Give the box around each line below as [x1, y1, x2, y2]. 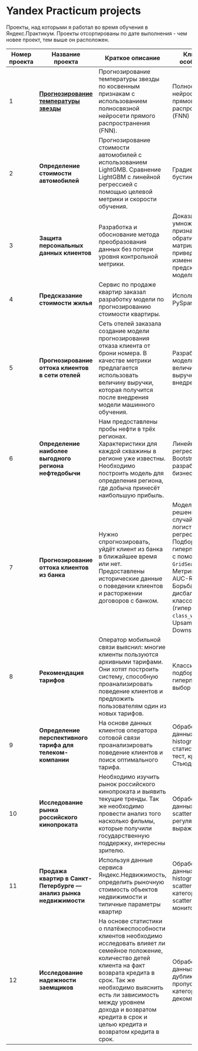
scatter [172, 809, 192, 818]
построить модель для [98, 469, 164, 477]
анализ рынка [39, 889, 81, 897]
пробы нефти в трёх [98, 424, 156, 433]
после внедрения [98, 393, 149, 401]
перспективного [39, 733, 88, 742]
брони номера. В [98, 349, 147, 357]
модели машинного [98, 400, 155, 408]
